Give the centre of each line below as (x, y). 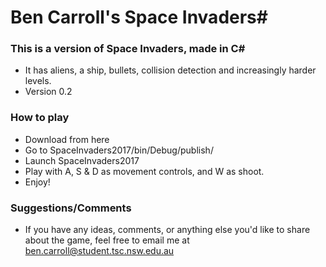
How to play (40, 118)
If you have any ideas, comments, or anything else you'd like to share (167, 230)
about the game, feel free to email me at (107, 240)
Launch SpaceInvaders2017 (82, 160)
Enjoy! (37, 182)
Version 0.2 (48, 92)
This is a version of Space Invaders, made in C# (128, 49)
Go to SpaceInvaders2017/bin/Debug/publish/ (119, 150)
